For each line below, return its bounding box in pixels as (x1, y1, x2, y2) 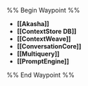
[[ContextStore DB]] (16, 27, 77, 35)
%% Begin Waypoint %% (6, 6, 80, 14)
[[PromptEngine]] (16, 57, 70, 66)
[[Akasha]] (16, 20, 50, 27)
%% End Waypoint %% (6, 70, 75, 79)
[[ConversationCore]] (16, 42, 82, 50)
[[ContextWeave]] (16, 35, 71, 43)
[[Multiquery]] (16, 49, 60, 58)
